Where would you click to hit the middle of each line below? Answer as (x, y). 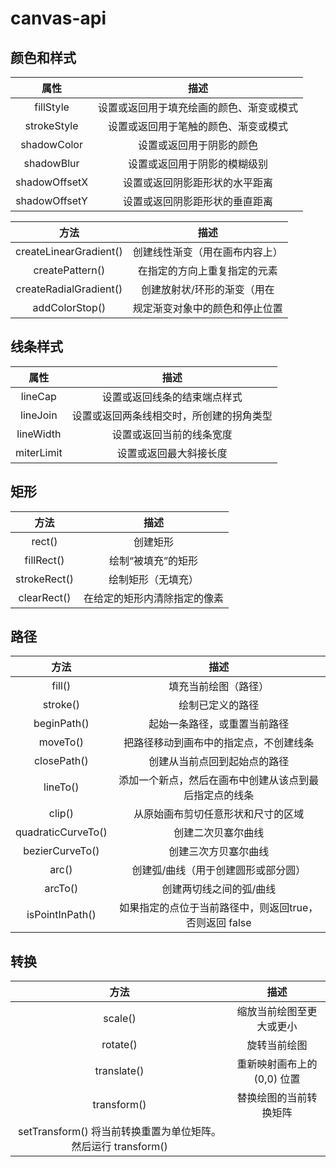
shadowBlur (51, 163)
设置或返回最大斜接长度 (172, 453)
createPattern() (69, 270)
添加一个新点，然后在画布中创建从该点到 (214, 780)
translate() (119, 1071)
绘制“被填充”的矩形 (154, 560)
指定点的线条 (224, 795)
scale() (120, 1019)
